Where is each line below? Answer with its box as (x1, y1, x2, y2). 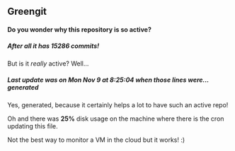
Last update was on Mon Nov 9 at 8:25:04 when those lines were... (7, 75, 210, 84)
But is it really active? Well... (7, 59, 89, 68)
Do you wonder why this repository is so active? (7, 25, 152, 34)
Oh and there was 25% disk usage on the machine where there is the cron (7, 114, 224, 123)
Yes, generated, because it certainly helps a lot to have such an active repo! (7, 100, 229, 109)
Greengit (7, 6, 47, 18)
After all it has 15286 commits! (7, 42, 100, 50)
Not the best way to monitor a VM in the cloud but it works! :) (7, 135, 185, 144)
